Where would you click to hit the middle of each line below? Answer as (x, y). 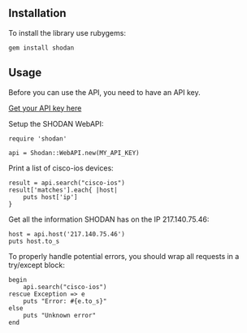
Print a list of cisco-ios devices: (61, 168)
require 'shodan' (38, 138)
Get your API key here (45, 108)
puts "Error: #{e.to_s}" (65, 301)
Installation (37, 13)
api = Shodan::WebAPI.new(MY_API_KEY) (74, 153)
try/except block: (37, 265)
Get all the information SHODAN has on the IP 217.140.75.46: (109, 219)
